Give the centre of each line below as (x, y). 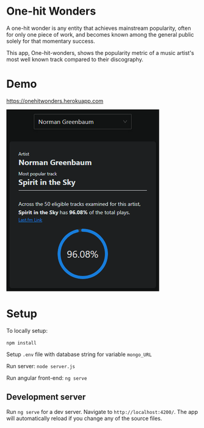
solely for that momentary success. (51, 41)
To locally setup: (27, 330)
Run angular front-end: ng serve (47, 378)
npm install (21, 343)
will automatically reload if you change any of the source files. (84, 418)
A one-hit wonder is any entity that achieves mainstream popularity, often (99, 28)
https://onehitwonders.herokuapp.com (55, 101)
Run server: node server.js (41, 366)
